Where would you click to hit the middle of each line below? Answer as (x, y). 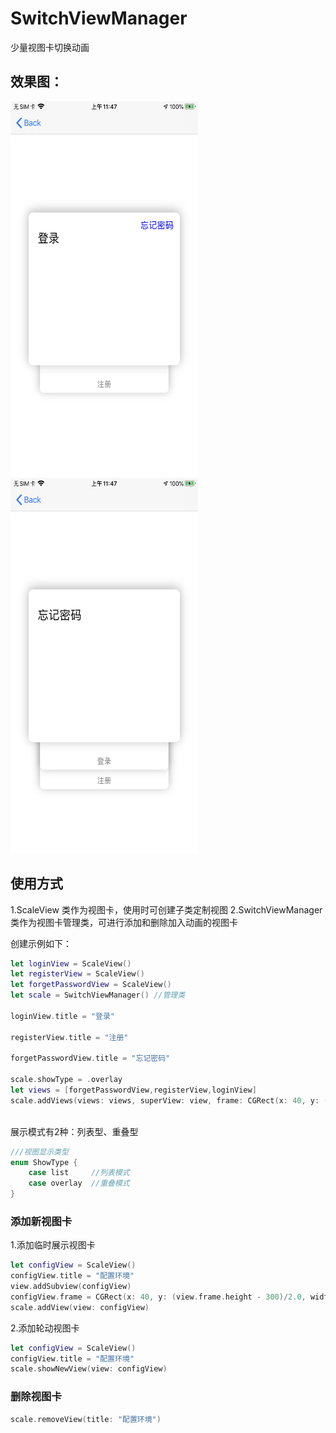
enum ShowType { (44, 1162)
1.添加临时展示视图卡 (53, 1245)
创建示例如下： (41, 943)
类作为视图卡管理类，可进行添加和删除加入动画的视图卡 (124, 922)
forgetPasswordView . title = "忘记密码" (90, 1058)
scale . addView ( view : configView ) (80, 1307)
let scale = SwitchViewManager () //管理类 (98, 995)
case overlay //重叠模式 (79, 1183)
